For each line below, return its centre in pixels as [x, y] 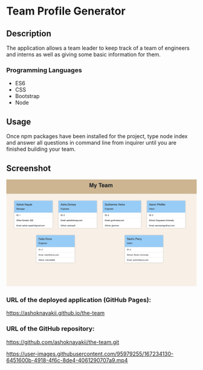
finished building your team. [41, 149]
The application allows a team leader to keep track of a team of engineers [98, 48]
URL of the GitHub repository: [50, 329]
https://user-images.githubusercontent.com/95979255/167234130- [90, 354]
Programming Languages [44, 70]
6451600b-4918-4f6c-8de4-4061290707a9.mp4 [67, 360]
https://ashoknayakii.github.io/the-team [56, 313]
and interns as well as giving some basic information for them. [84, 55]
